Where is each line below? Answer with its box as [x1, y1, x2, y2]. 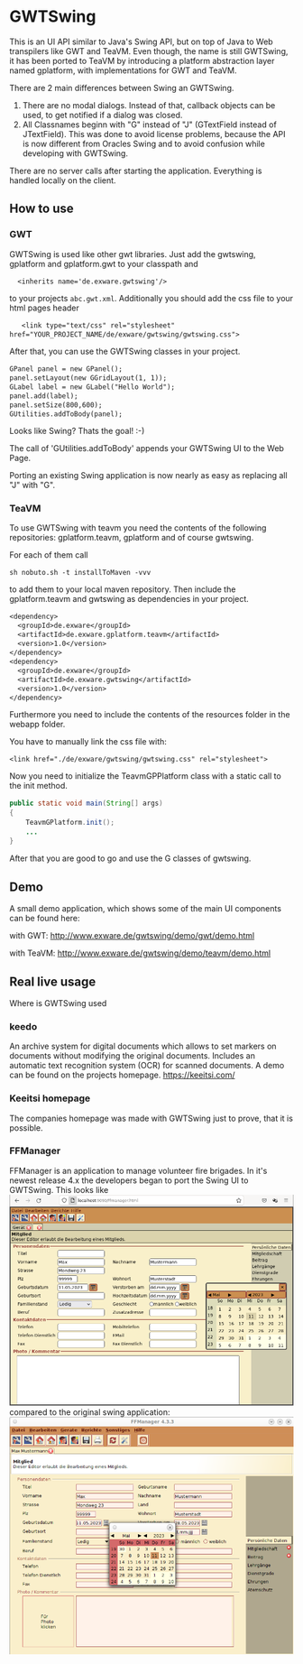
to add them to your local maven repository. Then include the [9, 584, 236, 595]
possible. [9, 1122, 43, 1133]
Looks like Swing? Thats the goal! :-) [9, 425, 145, 436]
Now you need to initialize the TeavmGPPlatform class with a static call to [9, 770, 281, 781]
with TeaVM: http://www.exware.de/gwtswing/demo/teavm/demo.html [9, 948, 271, 958]
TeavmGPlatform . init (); [25, 818, 115, 827]
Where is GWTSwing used [9, 997, 107, 1008]
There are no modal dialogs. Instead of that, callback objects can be [22, 99, 276, 110]
